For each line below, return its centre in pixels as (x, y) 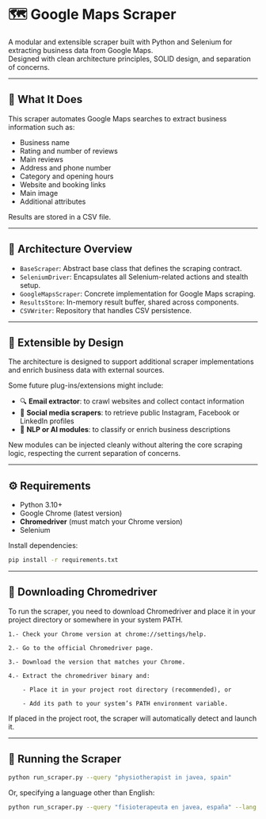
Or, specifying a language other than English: (82, 792)
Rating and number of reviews (69, 151)
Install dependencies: (43, 545)
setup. (30, 285)
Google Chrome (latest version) (71, 513)
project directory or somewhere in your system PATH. (96, 619)
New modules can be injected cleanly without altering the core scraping (125, 445)
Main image (39, 193)
